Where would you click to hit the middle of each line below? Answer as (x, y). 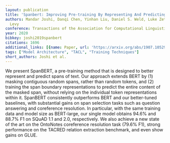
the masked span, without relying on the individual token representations (81, 92)
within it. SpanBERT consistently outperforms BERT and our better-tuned (81, 98)
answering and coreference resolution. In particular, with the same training (83, 108)
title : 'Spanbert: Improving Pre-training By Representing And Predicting (86, 15)
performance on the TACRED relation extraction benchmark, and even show (84, 130)
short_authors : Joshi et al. (36, 57)
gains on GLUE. (22, 135)
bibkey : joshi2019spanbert (34, 38)
